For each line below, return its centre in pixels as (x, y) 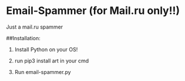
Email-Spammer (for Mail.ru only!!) (93, 11)
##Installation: (23, 38)
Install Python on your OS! (46, 49)
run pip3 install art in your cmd (52, 61)
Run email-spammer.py (43, 72)
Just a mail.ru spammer (35, 27)
